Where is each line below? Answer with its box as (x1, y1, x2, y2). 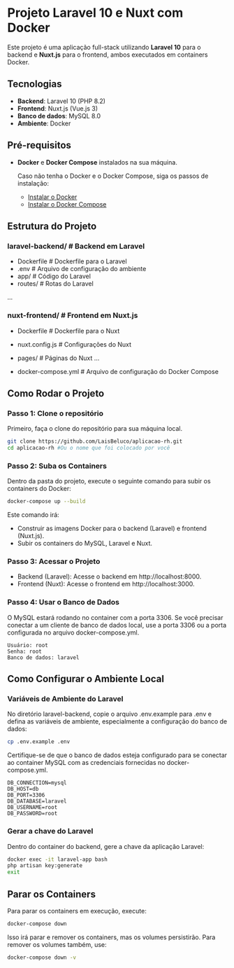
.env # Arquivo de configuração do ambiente (17, 265, 147, 273)
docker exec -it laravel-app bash (7, 856, 108, 863)
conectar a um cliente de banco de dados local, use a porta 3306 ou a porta (7, 621, 227, 629)
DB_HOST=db (7, 786, 39, 793)
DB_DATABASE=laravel (7, 798, 68, 805)
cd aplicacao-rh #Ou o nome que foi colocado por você (7, 445, 170, 452)
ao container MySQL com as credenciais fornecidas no (7, 759, 166, 767)
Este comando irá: (7, 511, 59, 519)
